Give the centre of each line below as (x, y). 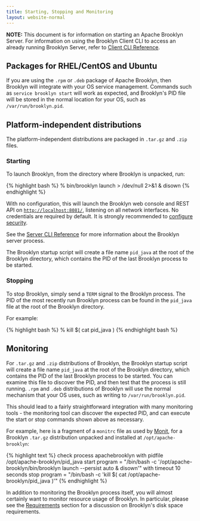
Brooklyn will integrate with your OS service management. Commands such (99, 87)
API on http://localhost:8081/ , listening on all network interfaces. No (93, 210)
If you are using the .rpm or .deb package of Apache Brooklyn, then (89, 80)
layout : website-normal (36, 17)
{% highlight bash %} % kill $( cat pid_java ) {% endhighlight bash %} (92, 330)
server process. (25, 241)
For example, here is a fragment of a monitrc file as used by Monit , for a (94, 431)
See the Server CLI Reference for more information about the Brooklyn (93, 234)
